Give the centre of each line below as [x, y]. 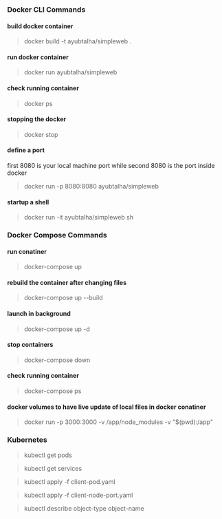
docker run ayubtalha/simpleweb [70, 72]
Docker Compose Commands [57, 235]
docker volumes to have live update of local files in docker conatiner [107, 407]
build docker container [40, 26]
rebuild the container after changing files [67, 282]
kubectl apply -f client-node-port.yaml [78, 495]
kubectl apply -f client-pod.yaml [69, 481]
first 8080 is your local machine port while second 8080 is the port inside [111, 165]
